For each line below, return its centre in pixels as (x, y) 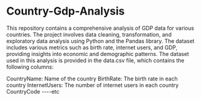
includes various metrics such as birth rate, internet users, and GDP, (92, 47)
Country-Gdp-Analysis (65, 11)
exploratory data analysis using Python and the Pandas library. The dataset (100, 41)
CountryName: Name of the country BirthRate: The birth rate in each (92, 78)
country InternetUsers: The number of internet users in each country (93, 85)
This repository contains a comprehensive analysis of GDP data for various (100, 28)
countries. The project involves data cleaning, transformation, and (89, 34)
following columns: (30, 67)
